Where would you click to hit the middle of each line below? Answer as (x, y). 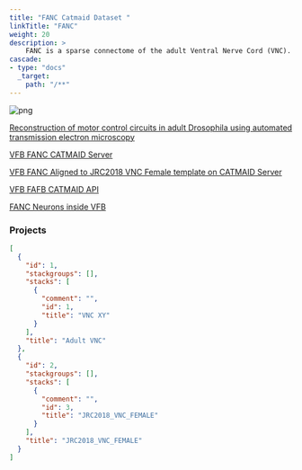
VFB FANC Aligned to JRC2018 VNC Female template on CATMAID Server (146, 172)
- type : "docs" (38, 68)
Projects (28, 230)
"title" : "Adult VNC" (66, 341)
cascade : (26, 59)
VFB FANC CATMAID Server (61, 155)
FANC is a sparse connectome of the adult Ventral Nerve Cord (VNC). (159, 51)
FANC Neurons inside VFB (58, 207)
